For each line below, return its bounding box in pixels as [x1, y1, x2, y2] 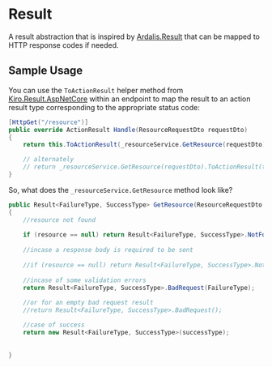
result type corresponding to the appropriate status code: [8, 102, 201, 112]
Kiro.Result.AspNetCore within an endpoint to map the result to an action [8, 94, 251, 104]
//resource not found [23, 216, 96, 224]
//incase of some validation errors [23, 276, 147, 284]
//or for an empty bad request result [23, 299, 154, 307]
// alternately [23, 156, 74, 164]
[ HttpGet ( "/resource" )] [8, 118, 89, 126]
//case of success [23, 321, 85, 329]
